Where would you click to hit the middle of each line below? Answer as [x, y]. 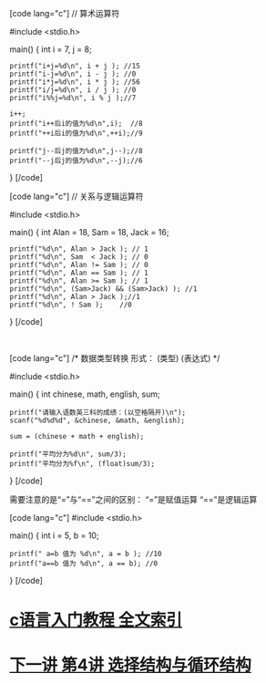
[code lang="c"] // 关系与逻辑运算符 [77, 196]
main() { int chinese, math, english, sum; [85, 394]
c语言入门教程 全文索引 [96, 621]
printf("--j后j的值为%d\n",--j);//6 [76, 160]
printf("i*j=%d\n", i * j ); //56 [75, 82]
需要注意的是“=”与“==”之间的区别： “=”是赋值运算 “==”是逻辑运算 [133, 499]
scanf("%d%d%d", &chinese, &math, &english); [97, 420]
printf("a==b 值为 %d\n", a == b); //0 [84, 564]
